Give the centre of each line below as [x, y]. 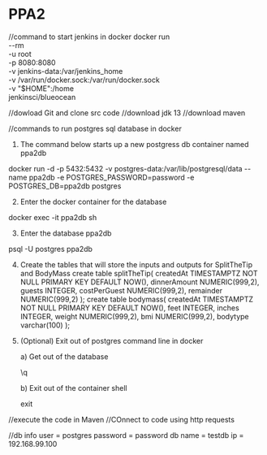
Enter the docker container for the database [93, 201]
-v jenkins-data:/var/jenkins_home [66, 71]
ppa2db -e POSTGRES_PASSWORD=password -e [112, 177]
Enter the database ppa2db [66, 233]
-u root [20, 54]
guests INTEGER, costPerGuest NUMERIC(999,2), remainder [121, 290]
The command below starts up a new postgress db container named [134, 144]
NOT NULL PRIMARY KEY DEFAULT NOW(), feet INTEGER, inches [129, 308]
